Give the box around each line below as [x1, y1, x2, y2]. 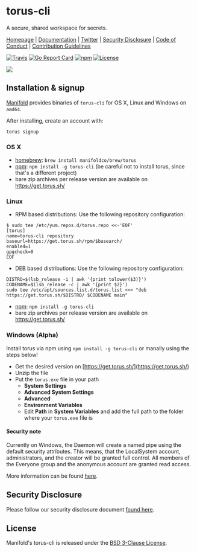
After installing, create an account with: [6, 117, 104, 124]
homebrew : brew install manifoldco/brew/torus [14, 156, 137, 164]
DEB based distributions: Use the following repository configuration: [14, 265, 184, 272]
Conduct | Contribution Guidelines [6, 42, 92, 50]
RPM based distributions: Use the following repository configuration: [14, 211, 186, 218]
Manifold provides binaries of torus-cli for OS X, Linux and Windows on [6, 98, 187, 106]
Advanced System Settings [23, 388, 95, 396]
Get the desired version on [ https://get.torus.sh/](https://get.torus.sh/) [14, 362, 190, 370]
